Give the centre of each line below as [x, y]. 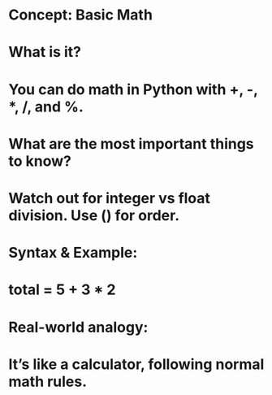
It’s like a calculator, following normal [136, 364]
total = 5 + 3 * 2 [62, 290]
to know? [40, 161]
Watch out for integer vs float [110, 198]
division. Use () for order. [94, 215]
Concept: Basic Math [80, 15]
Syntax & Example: [73, 253]
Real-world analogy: [78, 327]
